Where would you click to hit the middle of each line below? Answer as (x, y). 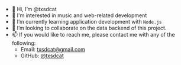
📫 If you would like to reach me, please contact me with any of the (93, 35)
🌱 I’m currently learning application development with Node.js (87, 22)
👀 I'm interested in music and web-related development (79, 15)
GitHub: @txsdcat (42, 56)
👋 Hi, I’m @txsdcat (34, 9)
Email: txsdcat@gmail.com (53, 49)
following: (24, 43)
